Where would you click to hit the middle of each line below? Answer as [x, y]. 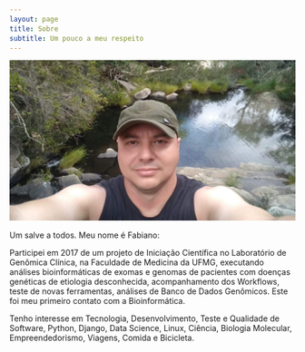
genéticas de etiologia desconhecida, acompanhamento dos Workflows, [144, 282]
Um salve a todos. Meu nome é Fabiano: [85, 235]
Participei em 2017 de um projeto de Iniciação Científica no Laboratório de [148, 253]
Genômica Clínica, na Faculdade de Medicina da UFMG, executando [137, 262]
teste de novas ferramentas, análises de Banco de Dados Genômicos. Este [149, 291]
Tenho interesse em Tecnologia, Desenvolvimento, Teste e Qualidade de [144, 318]
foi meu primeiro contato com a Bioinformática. [98, 301]
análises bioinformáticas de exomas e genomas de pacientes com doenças [150, 272]
